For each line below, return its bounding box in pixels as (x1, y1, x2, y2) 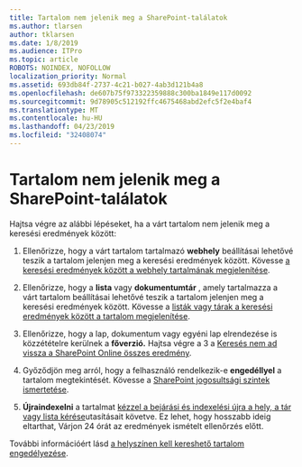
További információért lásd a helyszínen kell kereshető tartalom (9, 438, 245, 449)
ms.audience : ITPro (9, 47, 83, 56)
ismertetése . (22, 384, 69, 395)
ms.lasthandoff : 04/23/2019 (9, 123, 115, 132)
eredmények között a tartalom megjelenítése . (22, 310, 191, 321)
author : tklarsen (9, 30, 75, 39)
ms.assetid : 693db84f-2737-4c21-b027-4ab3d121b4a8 (9, 80, 204, 89)
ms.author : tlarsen (9, 22, 83, 31)
